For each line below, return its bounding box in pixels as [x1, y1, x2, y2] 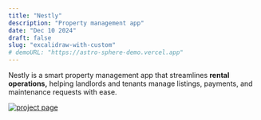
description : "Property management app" [8, 19, 145, 27]
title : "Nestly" [8, 11, 62, 20]
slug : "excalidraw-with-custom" [8, 41, 116, 49]
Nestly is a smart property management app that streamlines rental [8, 71, 230, 79]
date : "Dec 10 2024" [8, 26, 77, 34]
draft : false [8, 33, 52, 42]
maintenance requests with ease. [8, 87, 117, 96]
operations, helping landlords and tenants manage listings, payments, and [8, 79, 253, 88]
